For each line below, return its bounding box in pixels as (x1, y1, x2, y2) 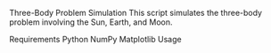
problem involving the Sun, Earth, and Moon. (9, 17, 173, 27)
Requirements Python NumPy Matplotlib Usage (9, 34, 182, 44)
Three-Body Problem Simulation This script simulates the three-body (9, 8, 263, 18)
